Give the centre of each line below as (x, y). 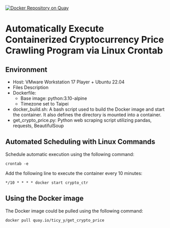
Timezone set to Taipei (44, 104)
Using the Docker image (44, 198)
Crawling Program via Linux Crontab (84, 51)
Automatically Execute (55, 29)
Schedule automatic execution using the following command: (70, 154)
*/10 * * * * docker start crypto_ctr (47, 183)
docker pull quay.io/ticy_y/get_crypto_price (55, 220)
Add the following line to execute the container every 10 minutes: (74, 173)
